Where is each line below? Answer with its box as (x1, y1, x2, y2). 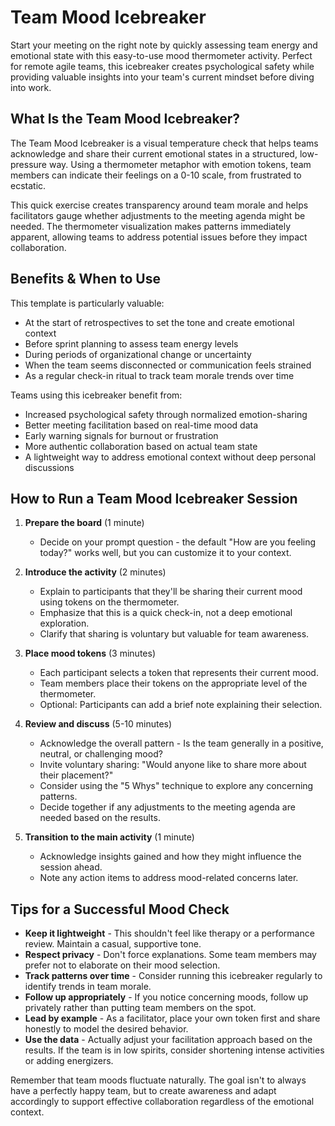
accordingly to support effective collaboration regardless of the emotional (10, 1096, 315, 1108)
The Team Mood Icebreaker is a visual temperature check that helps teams (10, 137, 319, 149)
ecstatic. (10, 179, 47, 191)
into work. (10, 81, 52, 93)
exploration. (39, 617, 90, 630)
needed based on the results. (39, 812, 161, 824)
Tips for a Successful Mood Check (10, 901, 230, 918)
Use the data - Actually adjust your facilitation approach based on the (24, 1034, 313, 1046)
